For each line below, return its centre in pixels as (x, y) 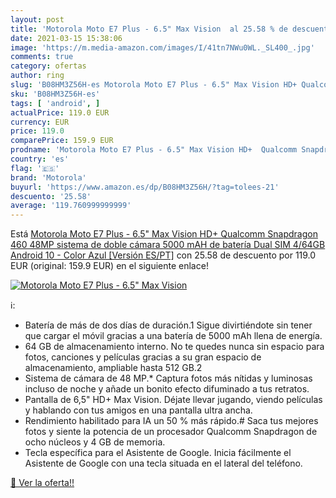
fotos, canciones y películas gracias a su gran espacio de (143, 357)
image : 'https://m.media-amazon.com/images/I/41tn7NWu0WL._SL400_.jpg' (162, 47)
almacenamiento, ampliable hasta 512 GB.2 (113, 368)
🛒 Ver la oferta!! (42, 483)
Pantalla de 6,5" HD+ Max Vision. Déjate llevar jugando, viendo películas (173, 400)
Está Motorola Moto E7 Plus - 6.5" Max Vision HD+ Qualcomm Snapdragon (164, 234)
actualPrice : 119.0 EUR (60, 112)
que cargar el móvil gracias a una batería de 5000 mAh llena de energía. (173, 336)
